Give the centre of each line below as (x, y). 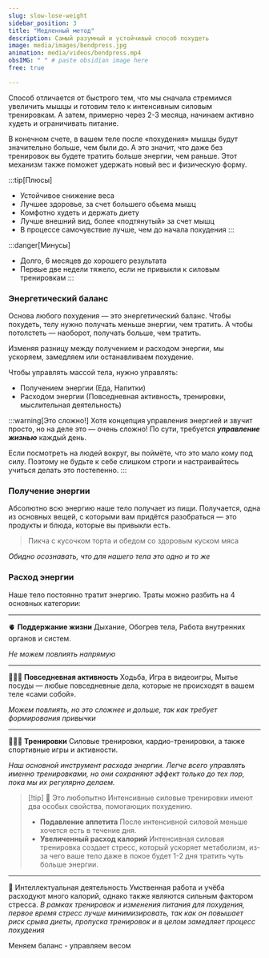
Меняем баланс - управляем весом (70, 945)
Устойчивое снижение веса (67, 195)
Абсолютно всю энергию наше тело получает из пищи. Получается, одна (134, 508)
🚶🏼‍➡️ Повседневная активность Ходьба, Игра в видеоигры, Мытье (123, 677)
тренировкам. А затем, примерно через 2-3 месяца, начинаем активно (131, 115)
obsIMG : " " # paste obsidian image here (78, 61)
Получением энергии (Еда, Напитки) (83, 388)
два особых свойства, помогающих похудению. (110, 806)
